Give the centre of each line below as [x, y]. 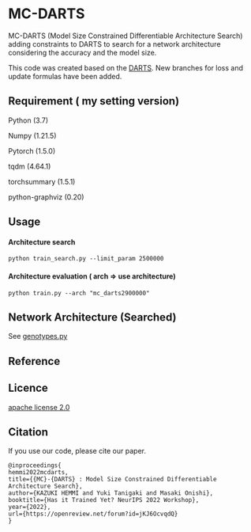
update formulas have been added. [65, 76]
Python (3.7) [28, 120]
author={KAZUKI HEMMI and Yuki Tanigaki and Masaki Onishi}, [111, 493]
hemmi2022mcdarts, [38, 473]
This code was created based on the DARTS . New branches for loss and [126, 67]
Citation [28, 432]
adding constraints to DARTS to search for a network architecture [114, 44]
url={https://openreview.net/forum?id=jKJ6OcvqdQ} [93, 514]
